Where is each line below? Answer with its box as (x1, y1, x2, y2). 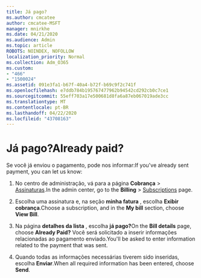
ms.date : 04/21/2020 (6, 31, 59, 37)
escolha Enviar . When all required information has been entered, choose (14, 260, 194, 267)
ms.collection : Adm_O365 (6, 59, 69, 65)
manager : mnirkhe (6, 25, 50, 32)
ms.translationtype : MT (6, 99, 66, 105)
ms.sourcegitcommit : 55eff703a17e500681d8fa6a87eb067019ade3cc (6, 93, 169, 99)
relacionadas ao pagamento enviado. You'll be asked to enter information (14, 235, 196, 242)
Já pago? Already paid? (6, 141, 124, 155)
